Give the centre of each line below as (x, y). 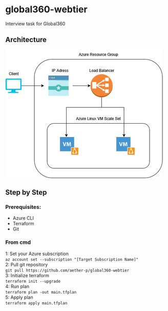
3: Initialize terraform (27, 275)
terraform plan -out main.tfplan (41, 292)
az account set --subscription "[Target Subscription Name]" (72, 259)
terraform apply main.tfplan (36, 303)
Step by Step (26, 193)
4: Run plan (17, 286)
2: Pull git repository (27, 264)
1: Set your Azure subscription (37, 254)
